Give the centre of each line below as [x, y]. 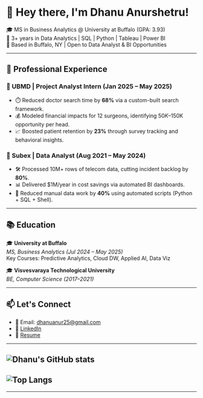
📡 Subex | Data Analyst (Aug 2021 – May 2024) [76, 155]
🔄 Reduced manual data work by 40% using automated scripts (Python [104, 193]
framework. [29, 109]
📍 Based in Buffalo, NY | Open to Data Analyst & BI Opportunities [87, 44]
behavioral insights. [39, 140]
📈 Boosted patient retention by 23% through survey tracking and [96, 131]
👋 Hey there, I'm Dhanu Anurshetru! [98, 12]
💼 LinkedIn [28, 328]
